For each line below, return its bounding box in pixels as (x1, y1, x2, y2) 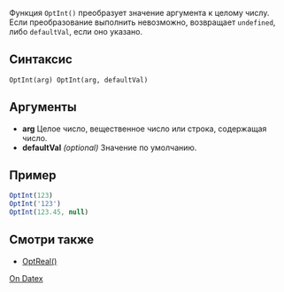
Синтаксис (9, 52, 73, 67)
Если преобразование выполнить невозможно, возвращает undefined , (9, 17, 276, 28)
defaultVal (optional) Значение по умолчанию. (21, 142, 197, 153)
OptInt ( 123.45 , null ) (9, 208, 89, 217)
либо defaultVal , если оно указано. (9, 27, 143, 36)
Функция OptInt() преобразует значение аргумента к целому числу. (9, 8, 270, 18)
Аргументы (9, 99, 77, 114)
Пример (9, 168, 57, 183)
